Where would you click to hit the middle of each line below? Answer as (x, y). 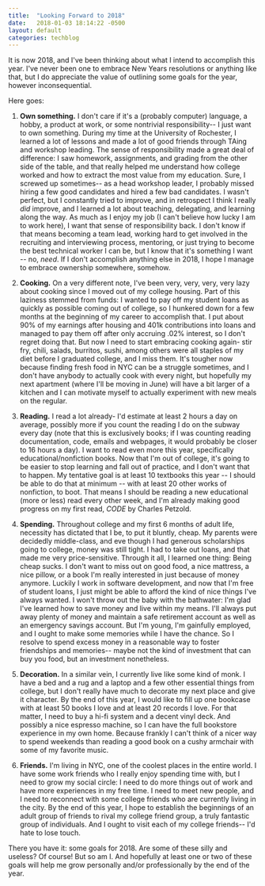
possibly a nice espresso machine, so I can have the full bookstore (128, 725)
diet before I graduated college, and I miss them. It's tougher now (126, 359)
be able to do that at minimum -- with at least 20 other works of (123, 483)
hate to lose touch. (50, 833)
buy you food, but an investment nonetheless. (95, 659)
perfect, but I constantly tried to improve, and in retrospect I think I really (138, 200)
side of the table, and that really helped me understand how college (130, 166)
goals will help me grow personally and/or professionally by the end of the (129, 865)
